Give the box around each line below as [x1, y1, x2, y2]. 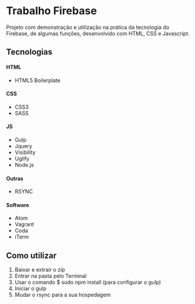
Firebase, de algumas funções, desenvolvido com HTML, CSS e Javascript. [6, 30, 190, 37]
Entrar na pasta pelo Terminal [14, 273, 87, 280]
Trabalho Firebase [6, 4, 97, 18]
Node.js [14, 161, 34, 168]
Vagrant [14, 221, 34, 228]
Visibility [14, 149, 36, 156]
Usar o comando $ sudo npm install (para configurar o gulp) [14, 279, 161, 286]
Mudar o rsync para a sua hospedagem [14, 291, 111, 299]
